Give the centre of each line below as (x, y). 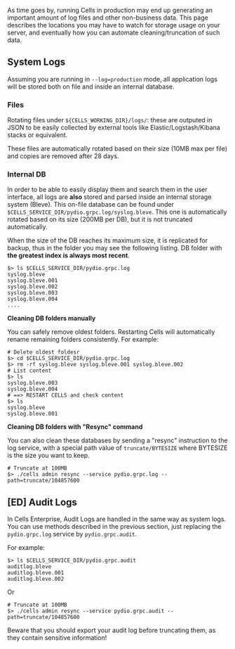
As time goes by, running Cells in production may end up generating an (110, 10)
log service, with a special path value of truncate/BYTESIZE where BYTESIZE (117, 448)
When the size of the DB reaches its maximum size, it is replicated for (108, 240)
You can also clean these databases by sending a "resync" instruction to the (117, 441)
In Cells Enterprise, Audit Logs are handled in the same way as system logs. (117, 519)
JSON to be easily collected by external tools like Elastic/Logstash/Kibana (114, 128)
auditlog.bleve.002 (36, 579)
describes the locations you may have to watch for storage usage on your (114, 25)
